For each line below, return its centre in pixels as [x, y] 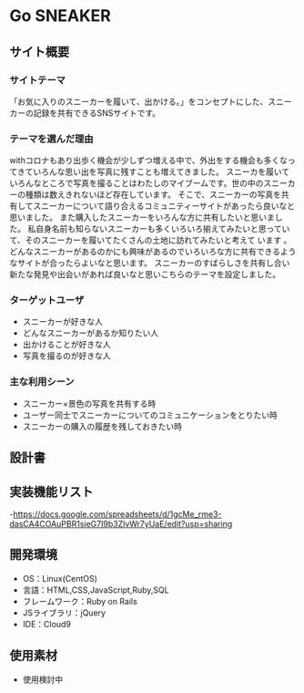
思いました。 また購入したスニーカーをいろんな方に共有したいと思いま [142, 217]
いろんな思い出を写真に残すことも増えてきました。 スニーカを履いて [161, 172]
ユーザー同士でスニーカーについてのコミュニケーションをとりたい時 [150, 415]
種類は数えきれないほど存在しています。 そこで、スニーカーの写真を [153, 195]
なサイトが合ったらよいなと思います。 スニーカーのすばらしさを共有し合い [150, 263]
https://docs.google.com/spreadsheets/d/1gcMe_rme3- [117, 514]
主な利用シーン [42, 382]
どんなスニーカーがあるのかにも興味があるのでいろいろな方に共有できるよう [153, 252]
